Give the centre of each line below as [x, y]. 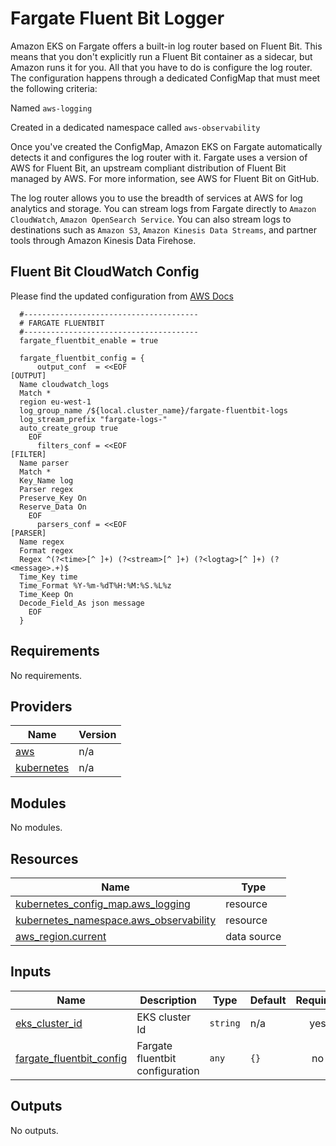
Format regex [46, 550]
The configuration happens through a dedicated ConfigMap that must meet [165, 78]
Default [268, 1000]
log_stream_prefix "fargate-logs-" [93, 419]
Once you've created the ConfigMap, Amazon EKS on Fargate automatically [166, 146]
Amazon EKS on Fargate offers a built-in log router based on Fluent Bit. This [166, 46]
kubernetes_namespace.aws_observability [116, 920]
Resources [44, 858]
